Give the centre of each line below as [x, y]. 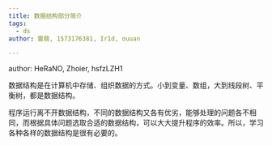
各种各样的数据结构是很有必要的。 [65, 133]
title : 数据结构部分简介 [45, 16]
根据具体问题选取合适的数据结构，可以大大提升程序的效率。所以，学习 [147, 123]
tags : [17, 23]
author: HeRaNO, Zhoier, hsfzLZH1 [66, 69]
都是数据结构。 [54, 96]
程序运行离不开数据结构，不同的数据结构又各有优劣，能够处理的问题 [122, 113]
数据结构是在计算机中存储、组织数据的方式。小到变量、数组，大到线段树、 [132, 85]
